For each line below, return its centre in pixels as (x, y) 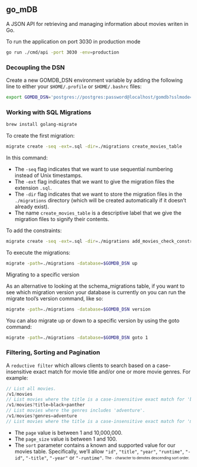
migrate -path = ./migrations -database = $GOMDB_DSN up (72, 263)
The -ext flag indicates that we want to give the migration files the (94, 181)
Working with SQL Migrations (49, 112)
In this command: (27, 158)
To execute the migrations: (38, 252)
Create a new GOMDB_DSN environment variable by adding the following (94, 80)
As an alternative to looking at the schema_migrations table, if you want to (95, 286)
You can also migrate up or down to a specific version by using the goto (93, 321)
